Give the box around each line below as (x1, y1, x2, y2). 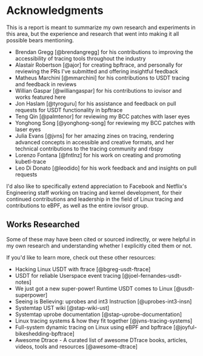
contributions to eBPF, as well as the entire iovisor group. (6, 201, 149, 209)
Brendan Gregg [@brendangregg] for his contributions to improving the (15, 48, 193, 55)
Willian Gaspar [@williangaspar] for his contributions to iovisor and (15, 87, 182, 94)
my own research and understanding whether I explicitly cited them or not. (6, 242, 193, 249)
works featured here (15, 93, 67, 101)
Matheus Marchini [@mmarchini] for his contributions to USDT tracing (15, 74, 190, 81)
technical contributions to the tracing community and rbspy (15, 145, 164, 152)
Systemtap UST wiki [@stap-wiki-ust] (15, 304, 110, 311)
